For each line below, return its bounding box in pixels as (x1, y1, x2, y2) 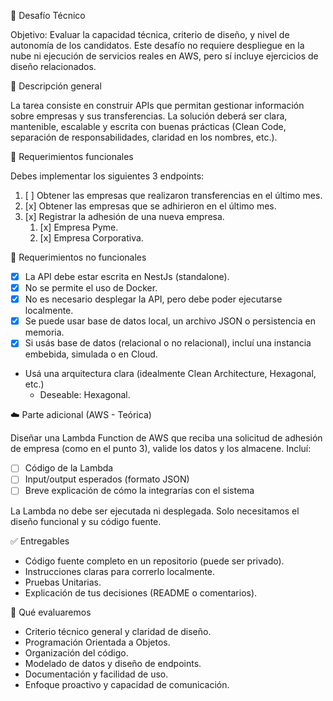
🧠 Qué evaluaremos (10, 606, 92, 618)
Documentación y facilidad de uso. (24, 668, 169, 680)
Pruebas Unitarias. (24, 576, 102, 588)
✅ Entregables (10, 535, 70, 547)
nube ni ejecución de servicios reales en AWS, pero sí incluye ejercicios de (10, 50, 319, 62)
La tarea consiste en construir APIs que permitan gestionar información (10, 100, 305, 111)
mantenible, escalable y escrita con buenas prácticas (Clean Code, (10, 121, 287, 132)
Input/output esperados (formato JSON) (24, 473, 190, 485)
